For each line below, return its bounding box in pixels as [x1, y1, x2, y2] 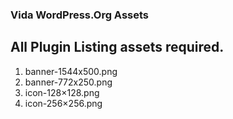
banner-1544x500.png [24, 65, 118, 77]
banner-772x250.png [24, 76, 113, 88]
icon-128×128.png [24, 86, 100, 98]
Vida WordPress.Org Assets [10, 8, 149, 22]
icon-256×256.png [24, 97, 103, 109]
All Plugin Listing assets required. [10, 39, 225, 56]
